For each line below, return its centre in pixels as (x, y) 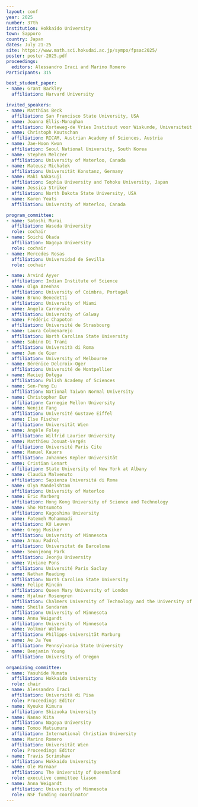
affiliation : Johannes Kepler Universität (65, 458)
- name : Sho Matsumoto (34, 508)
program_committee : (30, 215)
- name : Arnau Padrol (33, 541)
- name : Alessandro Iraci (38, 690)
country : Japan (25, 39)
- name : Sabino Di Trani (37, 342)
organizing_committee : (34, 667)
